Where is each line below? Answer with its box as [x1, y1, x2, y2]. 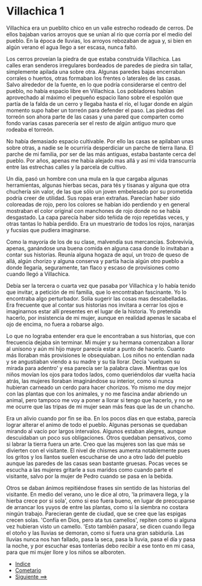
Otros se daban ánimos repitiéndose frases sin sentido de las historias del [6, 484, 190, 491]
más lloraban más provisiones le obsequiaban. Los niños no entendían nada [6, 351, 195, 359]
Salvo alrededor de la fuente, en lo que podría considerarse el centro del [6, 80, 187, 88]
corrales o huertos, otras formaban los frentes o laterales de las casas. [6, 74, 182, 82]
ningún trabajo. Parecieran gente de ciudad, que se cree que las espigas [6, 510, 187, 517]
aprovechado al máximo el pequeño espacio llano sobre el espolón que [6, 94, 183, 101]
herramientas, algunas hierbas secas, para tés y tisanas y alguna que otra [6, 181, 190, 189]
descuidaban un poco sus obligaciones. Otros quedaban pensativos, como [6, 434, 192, 441]
